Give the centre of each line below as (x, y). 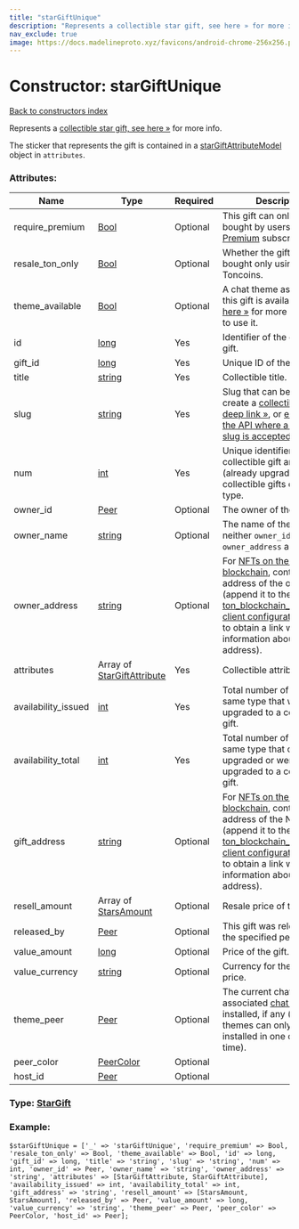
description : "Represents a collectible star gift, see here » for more (147, 26)
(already (240, 473)
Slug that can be (256, 392)
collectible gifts (254, 484)
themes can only (257, 1025)
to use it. (240, 323)
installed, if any (254, 1014)
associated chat (255, 1003)
